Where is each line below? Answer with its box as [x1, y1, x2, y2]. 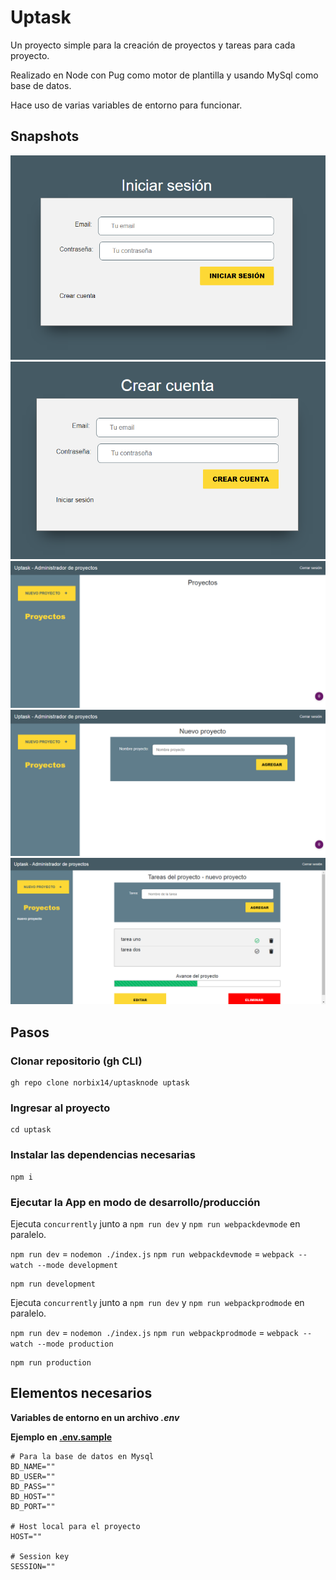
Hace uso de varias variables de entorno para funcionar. [10, 99, 243, 111]
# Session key [10, 1551, 70, 1561]
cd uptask [10, 1125, 52, 1135]
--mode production [36, 1339, 114, 1349]
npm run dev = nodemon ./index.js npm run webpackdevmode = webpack [10, 1247, 295, 1260]
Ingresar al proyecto [10, 1101, 111, 1115]
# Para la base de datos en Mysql [10, 1451, 155, 1461]
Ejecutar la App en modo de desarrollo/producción [10, 1195, 261, 1209]
